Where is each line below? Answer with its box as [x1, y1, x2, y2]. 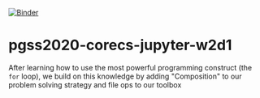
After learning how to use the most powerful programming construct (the [8, 62, 253, 72]
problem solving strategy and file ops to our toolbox [8, 79, 182, 89]
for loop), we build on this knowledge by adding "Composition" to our [8, 71, 242, 81]
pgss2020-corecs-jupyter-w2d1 [8, 36, 232, 54]
